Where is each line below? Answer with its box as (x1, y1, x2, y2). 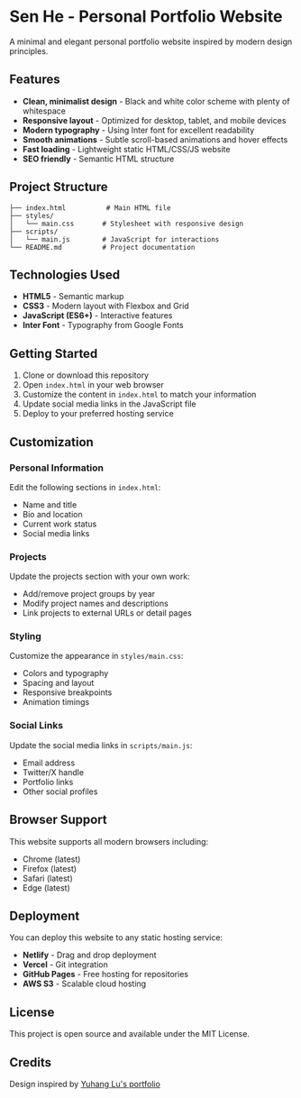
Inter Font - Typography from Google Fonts (22, 320, 184, 331)
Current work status (22, 518, 97, 529)
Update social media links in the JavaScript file (22, 398, 196, 409)
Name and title (22, 499, 78, 510)
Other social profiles (22, 786, 98, 797)
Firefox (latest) (22, 863, 78, 874)
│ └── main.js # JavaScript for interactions (9, 234, 220, 244)
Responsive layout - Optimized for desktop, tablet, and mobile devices (22, 114, 287, 125)
